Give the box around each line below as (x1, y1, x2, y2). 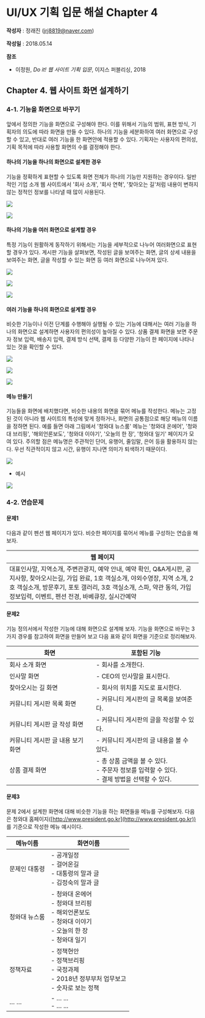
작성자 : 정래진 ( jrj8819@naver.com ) (6, 27, 95, 34)
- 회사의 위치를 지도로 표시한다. (95, 683, 182, 691)
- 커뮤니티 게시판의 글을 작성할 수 (95, 715, 187, 724)
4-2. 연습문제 (6, 498, 44, 507)
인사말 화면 (9, 672, 40, 680)
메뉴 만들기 (6, 392, 32, 400)
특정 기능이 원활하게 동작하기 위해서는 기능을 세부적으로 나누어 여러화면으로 (6, 241, 186, 248)
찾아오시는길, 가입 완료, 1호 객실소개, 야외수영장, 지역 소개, (29, 574, 188, 582)
